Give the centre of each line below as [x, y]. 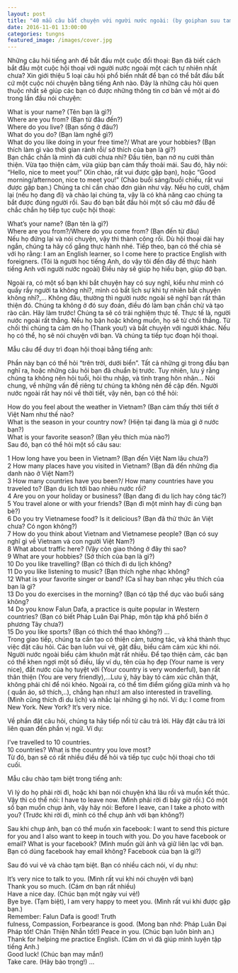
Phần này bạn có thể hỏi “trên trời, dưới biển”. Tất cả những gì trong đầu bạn [118, 363]
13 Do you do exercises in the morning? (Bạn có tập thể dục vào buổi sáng [116, 594]
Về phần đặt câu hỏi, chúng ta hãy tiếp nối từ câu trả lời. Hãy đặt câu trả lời [116, 721]
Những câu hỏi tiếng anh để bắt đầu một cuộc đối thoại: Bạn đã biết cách [114, 60]
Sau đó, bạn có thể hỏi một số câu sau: [64, 445]
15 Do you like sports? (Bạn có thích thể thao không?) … [89, 632]
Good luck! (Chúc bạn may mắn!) [56, 955]
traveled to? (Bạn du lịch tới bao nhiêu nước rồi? [77, 489]
